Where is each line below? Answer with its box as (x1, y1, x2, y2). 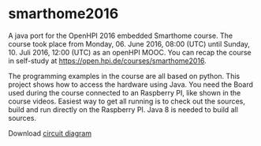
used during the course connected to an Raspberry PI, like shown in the (8, 88, 241, 97)
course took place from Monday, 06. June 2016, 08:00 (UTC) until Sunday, (8, 39, 251, 48)
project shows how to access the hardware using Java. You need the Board (8, 80, 254, 89)
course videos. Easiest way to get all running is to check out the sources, (8, 96, 246, 106)
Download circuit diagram (8, 128, 92, 138)
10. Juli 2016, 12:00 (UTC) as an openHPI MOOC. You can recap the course (8, 47, 252, 57)
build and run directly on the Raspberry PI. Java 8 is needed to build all (8, 104, 239, 114)
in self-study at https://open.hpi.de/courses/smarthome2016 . (8, 56, 207, 66)
